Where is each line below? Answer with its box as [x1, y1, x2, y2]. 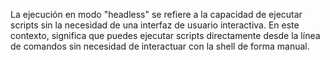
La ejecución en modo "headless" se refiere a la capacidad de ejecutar [10, 9, 303, 20]
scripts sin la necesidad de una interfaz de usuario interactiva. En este [10, 19, 300, 31]
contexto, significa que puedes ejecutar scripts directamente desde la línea [10, 30, 321, 41]
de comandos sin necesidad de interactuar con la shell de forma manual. [10, 40, 310, 52]
